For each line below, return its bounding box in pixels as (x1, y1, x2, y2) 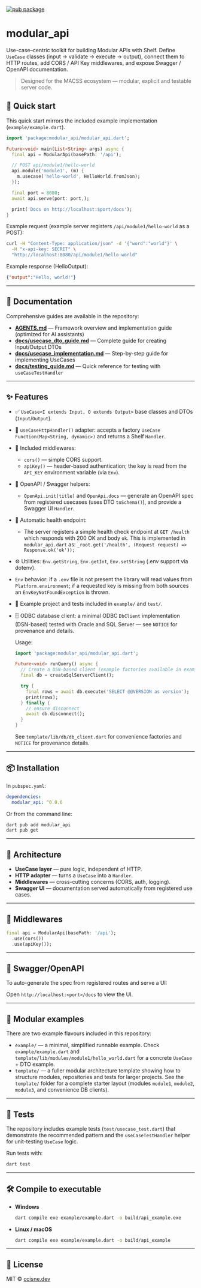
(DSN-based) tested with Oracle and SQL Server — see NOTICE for (14, 620, 178, 627)
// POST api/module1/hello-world (11, 162, 95, 168)
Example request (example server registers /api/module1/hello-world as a (6, 223, 190, 230)
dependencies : (6, 793, 42, 800)
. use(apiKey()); (11, 941, 52, 947)
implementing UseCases (14, 356, 76, 363)
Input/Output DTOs (14, 343, 62, 351)
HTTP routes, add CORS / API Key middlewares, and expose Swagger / (6, 59, 181, 66)
